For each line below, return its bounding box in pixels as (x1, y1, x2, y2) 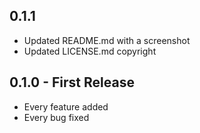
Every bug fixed (23, 111, 90, 123)
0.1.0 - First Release (9, 74, 135, 91)
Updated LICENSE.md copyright (23, 45, 157, 57)
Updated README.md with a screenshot (23, 34, 191, 46)
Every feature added (23, 100, 109, 113)
